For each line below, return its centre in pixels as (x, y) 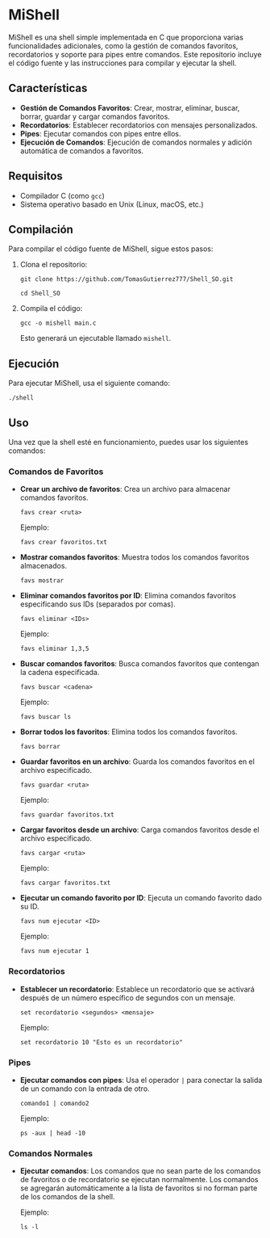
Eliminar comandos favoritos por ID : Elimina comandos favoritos (128, 596)
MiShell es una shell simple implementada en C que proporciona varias (126, 37)
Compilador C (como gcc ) (62, 195)
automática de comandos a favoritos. (82, 150)
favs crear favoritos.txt (63, 543)
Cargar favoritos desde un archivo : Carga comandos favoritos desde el (139, 830)
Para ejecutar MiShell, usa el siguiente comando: (89, 383)
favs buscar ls (46, 717)
